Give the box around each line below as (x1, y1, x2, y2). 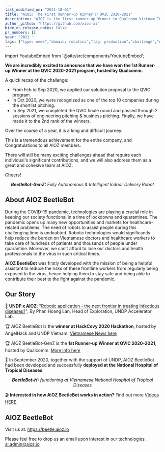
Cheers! (5, 172, 21, 178)
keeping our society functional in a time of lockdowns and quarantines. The (5, 214, 158, 220)
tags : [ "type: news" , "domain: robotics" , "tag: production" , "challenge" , (5, 39, 157, 44)
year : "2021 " (5, 35, 34, 40)
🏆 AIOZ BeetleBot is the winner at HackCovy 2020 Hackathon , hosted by (5, 323, 156, 329)
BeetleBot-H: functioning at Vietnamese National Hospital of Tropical (12, 377, 153, 383)
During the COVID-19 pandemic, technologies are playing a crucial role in (5, 209, 153, 215)
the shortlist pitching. (12, 102, 55, 108)
